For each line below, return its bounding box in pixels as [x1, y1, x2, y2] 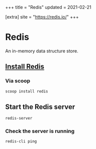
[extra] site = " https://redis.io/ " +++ [5, 14, 79, 19]
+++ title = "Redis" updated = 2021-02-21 [5, 4, 91, 10]
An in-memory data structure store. [5, 47, 79, 54]
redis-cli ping [5, 139, 37, 144]
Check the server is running [5, 127, 75, 134]
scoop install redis [5, 88, 49, 94]
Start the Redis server [5, 102, 75, 111]
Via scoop [5, 77, 31, 84]
